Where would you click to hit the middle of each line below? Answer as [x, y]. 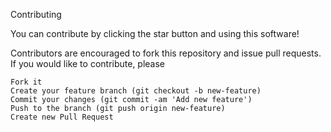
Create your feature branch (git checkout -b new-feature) [136, 91]
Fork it [26, 82]
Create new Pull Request [62, 117]
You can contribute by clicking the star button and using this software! [155, 33]
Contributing [36, 14]
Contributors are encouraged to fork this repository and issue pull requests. [166, 53]
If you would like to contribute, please [88, 63]
